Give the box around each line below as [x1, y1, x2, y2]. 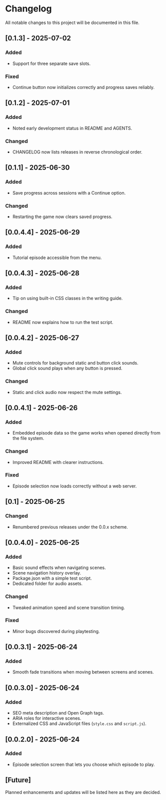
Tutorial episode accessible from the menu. [12, 254, 102, 260]
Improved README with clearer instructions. [12, 459, 104, 465]
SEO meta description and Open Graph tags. [12, 710, 104, 716]
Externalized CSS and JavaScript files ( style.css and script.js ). [12, 720, 146, 726]
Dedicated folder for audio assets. [12, 580, 83, 586]
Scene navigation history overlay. [12, 570, 81, 576]
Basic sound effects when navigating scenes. [12, 564, 106, 570]
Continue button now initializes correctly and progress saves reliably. [12, 84, 155, 90]
